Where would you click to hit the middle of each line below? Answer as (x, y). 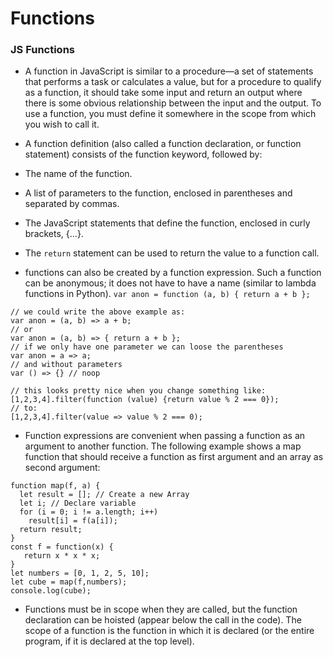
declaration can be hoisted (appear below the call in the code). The (163, 620)
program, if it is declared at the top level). (109, 641)
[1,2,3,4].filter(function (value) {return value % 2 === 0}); (145, 400)
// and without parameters (66, 365)
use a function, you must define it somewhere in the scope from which (170, 114)
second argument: (62, 468)
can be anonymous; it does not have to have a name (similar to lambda (170, 283)
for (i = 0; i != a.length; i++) (89, 512)
